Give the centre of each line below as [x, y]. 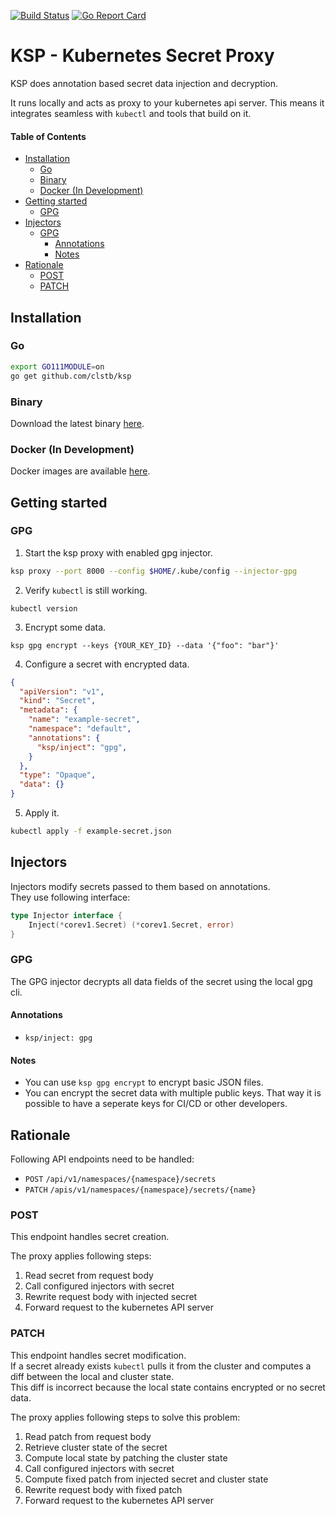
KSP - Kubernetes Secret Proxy [142, 56]
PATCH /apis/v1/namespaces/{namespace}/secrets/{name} [140, 1190]
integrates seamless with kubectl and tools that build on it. [131, 113]
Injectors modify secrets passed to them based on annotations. [140, 886]
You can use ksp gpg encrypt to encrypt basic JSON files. [144, 1082]
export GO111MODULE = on [57, 366]
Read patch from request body [88, 1436]
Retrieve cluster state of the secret [96, 1447]
